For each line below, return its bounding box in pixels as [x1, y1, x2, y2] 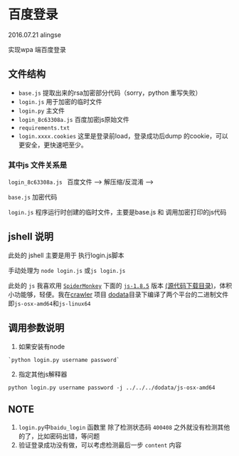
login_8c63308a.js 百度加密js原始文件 [18, 115, 130, 123]
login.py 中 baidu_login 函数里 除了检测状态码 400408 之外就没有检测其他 [18, 423, 230, 432]
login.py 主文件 [18, 106, 65, 115]
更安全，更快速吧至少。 [18, 140, 87, 149]
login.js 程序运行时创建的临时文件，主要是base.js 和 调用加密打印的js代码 [8, 208, 227, 217]
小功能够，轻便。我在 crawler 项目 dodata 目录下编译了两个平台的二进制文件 [8, 290, 229, 299]
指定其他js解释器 [18, 370, 68, 378]
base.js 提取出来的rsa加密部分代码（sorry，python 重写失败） [18, 88, 202, 97]
